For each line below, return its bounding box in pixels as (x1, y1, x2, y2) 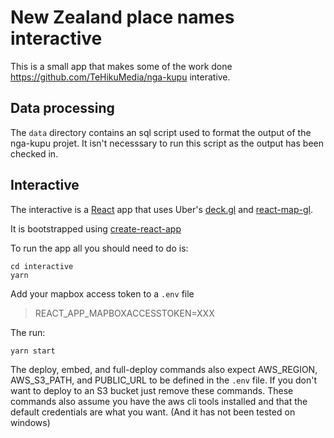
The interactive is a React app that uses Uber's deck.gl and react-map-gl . (10, 203, 313, 215)
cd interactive (10, 261, 74, 271)
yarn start (10, 346, 56, 356)
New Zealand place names (10, 6, 235, 29)
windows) (10, 416, 51, 428)
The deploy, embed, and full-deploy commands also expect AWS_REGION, (10, 363, 318, 375)
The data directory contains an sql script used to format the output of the (10, 126, 312, 138)
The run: (10, 326, 46, 338)
